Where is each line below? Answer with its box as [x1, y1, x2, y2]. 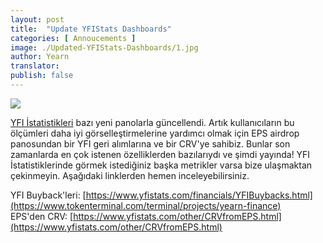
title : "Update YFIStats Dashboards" [10, 24, 172, 34]
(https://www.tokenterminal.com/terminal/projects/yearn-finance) [10, 199, 282, 211]
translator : [10, 61, 60, 71]
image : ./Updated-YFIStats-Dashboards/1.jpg [10, 42, 199, 53]
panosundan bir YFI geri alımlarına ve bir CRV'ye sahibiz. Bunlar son [10, 137, 291, 150]
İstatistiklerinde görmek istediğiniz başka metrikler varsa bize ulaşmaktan [10, 159, 313, 171]
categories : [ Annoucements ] [10, 33, 137, 43]
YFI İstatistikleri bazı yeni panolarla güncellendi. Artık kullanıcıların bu [10, 116, 295, 128]
